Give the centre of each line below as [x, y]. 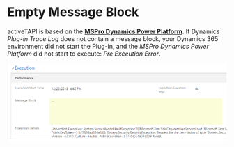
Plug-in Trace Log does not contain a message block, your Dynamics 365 [113, 38]
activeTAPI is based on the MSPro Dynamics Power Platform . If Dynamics [114, 31]
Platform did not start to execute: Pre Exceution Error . [84, 54]
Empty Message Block [73, 12]
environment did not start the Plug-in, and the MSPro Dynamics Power [108, 46]
